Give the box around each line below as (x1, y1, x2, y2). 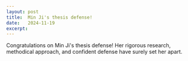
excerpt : (6, 25, 28, 32)
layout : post (6, 8, 39, 15)
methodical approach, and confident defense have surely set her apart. (6, 48, 183, 56)
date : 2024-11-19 (6, 20, 55, 26)
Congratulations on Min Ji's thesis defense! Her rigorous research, (6, 42, 171, 49)
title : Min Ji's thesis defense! (6, 14, 93, 20)
